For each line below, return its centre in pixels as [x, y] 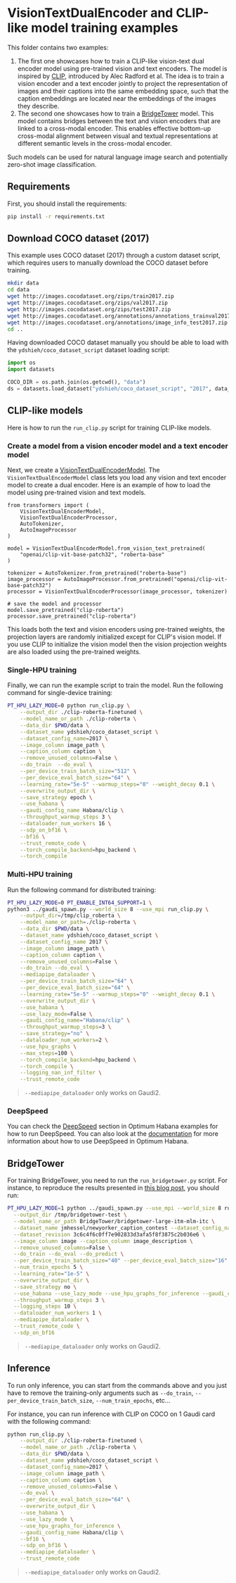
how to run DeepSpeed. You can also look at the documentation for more [113, 1134]
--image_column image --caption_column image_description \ [103, 1241]
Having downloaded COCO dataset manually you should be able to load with [118, 342]
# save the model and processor [54, 604]
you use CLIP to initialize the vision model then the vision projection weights [117, 644]
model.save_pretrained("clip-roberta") [66, 611]
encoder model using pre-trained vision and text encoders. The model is [122, 68]
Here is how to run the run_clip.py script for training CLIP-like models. [110, 427]
